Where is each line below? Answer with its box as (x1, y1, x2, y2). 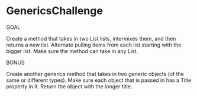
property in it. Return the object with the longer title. (6, 82, 133, 90)
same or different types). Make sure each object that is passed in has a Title (6, 77, 192, 84)
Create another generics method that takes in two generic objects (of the (6, 70, 185, 77)
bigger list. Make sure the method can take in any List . (6, 47, 138, 54)
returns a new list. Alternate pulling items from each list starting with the (6, 41, 182, 48)
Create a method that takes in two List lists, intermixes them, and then (6, 35, 176, 42)
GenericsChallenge (6, 4, 104, 18)
